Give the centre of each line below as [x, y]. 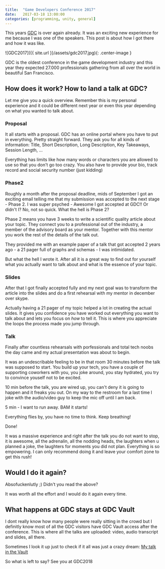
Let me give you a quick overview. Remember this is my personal [71, 100]
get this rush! [18, 457]
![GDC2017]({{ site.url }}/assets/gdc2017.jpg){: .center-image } [68, 53]
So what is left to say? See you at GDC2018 [49, 561]
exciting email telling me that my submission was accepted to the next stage [82, 199]
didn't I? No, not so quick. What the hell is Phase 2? [57, 209]
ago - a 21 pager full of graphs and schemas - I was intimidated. [70, 249]
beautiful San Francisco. [30, 73]
